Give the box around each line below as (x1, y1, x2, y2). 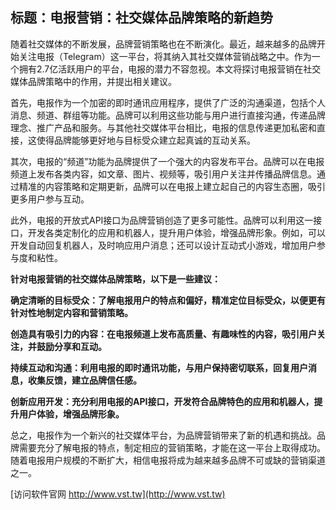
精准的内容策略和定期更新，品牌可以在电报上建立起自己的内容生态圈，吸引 (18, 180, 326, 192)
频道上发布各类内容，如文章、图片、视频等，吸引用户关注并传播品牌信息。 (10, 168, 317, 180)
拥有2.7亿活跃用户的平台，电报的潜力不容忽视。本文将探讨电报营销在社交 (18, 63, 322, 75)
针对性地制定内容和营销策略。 (10, 306, 133, 318)
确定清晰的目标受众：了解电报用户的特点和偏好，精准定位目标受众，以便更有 (10, 294, 326, 306)
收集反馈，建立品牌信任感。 (27, 374, 142, 386)
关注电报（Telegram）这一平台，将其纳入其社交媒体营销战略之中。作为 (18, 50, 312, 62)
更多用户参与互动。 (10, 193, 90, 205)
